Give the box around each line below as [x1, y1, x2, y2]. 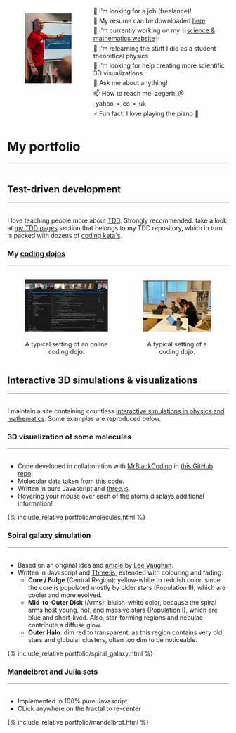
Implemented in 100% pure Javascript [17, 696, 128, 705]
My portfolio [7, 139, 81, 155]
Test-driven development [7, 183, 122, 196]
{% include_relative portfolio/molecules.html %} [7, 513, 146, 522]
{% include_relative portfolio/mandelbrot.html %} [7, 718, 150, 726]
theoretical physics [93, 52, 149, 60]
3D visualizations [93, 69, 143, 77]
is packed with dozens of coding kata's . [7, 231, 123, 239]
